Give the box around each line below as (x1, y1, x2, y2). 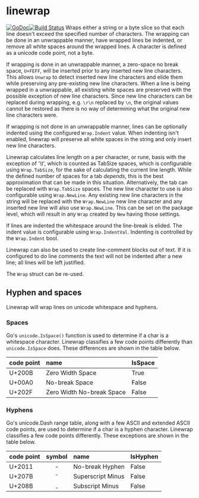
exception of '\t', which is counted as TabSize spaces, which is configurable (6, 160, 192, 167)
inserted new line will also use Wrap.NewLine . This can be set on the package (6, 204, 193, 211)
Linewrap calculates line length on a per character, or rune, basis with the (6, 153, 186, 160)
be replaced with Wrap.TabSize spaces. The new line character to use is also (6, 185, 192, 192)
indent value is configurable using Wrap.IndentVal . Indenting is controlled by (6, 228, 193, 235)
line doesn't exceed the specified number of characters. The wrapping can (6, 30, 189, 37)
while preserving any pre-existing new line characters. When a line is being (6, 79, 190, 87)
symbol (46, 453, 68, 461)
